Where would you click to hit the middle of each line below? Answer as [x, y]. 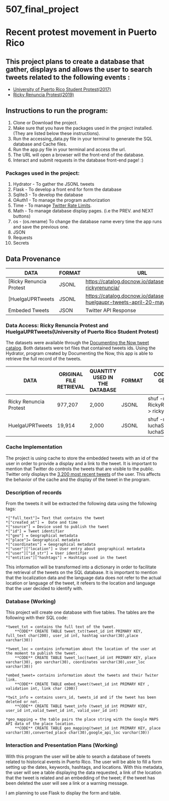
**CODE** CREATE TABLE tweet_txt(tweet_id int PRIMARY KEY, [79, 631]
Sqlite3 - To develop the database [48, 195]
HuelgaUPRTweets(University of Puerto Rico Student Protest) [82, 332]
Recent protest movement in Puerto [81, 32]
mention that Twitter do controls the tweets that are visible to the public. [80, 469]
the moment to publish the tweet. [42, 653]
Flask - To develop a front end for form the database [67, 189]
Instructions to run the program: [57, 111]
